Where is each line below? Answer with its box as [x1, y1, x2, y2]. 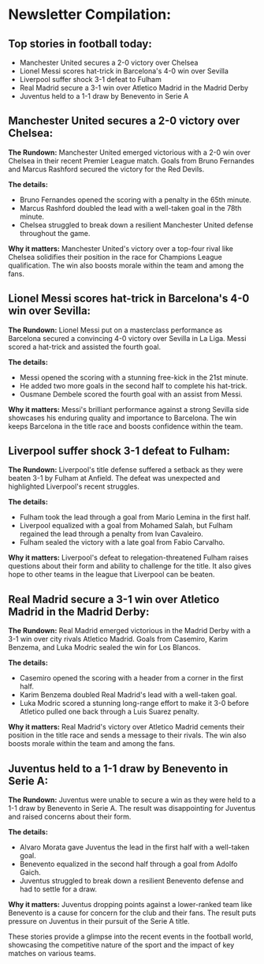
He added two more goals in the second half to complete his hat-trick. [19, 381, 247, 390]
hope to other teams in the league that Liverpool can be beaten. [8, 570, 215, 580]
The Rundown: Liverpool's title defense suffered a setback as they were [8, 465, 244, 474]
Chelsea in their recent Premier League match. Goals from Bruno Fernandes [8, 156, 255, 165]
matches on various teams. [8, 949, 96, 958]
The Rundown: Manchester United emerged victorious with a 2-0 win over [8, 148, 251, 157]
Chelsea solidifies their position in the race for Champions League [8, 252, 222, 261]
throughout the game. [19, 228, 91, 238]
